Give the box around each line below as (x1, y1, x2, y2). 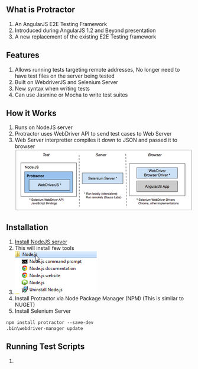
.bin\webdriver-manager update (6, 325, 83, 331)
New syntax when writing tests (14, 85, 90, 92)
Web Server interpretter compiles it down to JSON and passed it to (14, 136, 178, 144)
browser (14, 143, 35, 150)
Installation (6, 222, 48, 233)
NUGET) (14, 301, 35, 308)
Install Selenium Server (14, 307, 71, 315)
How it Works (6, 108, 57, 118)
